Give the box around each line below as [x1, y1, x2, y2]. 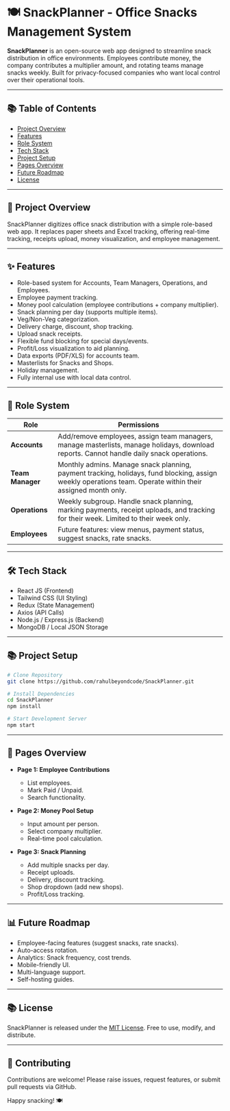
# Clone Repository [7, 671, 63, 678]
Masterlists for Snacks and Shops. [16, 359, 114, 367]
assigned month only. [57, 486, 127, 495]
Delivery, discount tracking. [27, 875, 105, 884]
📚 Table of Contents [7, 103, 97, 114]
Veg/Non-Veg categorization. [16, 315, 100, 323]
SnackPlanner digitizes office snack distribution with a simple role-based [7, 220, 213, 228]
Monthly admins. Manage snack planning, [57, 460, 192, 469]
